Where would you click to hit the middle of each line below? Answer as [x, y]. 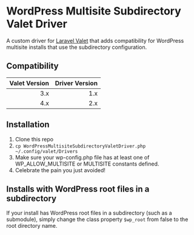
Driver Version [76, 83]
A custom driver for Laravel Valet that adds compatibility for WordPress [95, 40]
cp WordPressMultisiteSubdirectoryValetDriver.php [80, 146]
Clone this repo [34, 139]
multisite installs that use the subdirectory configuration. [77, 47]
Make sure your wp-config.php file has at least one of [82, 157]
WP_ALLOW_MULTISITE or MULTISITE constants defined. [87, 164]
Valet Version [29, 83]
